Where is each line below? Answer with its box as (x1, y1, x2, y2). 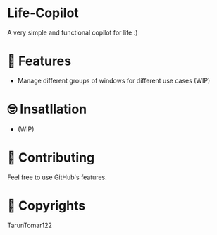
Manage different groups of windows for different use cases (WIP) (17, 76, 211, 85)
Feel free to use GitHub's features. (7, 173, 107, 181)
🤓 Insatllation (7, 101, 87, 117)
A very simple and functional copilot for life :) (7, 28, 138, 37)
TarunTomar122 (7, 221, 53, 229)
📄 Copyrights (7, 198, 86, 213)
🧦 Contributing (7, 150, 95, 165)
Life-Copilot (7, 5, 79, 21)
